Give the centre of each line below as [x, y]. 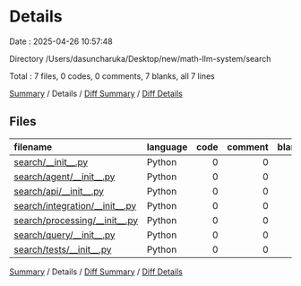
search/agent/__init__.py [64, 177]
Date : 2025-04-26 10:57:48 [61, 41]
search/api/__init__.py [59, 191]
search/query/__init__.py [64, 235]
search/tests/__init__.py [63, 249]
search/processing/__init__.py [76, 220]
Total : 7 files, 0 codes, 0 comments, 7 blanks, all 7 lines [112, 76]
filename [33, 147]
